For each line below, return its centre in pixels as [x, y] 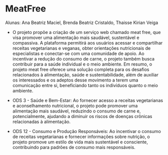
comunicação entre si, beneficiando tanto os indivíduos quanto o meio [85, 85]
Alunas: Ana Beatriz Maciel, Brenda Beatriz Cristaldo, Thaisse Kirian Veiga [82, 22]
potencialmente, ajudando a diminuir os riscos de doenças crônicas [82, 116]
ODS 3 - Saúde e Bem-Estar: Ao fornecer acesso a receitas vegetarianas [88, 100]
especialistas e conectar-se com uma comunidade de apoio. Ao [78, 53]
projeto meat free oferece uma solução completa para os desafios [81, 69]
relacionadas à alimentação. [41, 121]
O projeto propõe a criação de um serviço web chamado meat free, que [87, 32]
